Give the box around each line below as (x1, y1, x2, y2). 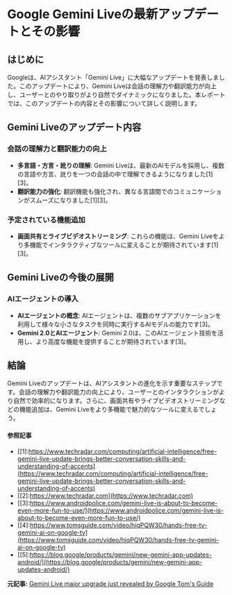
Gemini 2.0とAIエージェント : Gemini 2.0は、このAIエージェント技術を (17, 328, 217, 337)
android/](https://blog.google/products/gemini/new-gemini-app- (17, 558, 203, 566)
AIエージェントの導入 (7, 294, 78, 304)
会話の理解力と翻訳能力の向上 (7, 144, 108, 153)
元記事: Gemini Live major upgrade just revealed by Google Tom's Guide (7, 579, 214, 587)
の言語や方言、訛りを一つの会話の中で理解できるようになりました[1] (17, 169, 213, 178)
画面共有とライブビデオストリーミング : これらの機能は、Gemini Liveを (17, 232, 219, 240)
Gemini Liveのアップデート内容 (7, 121, 142, 133)
